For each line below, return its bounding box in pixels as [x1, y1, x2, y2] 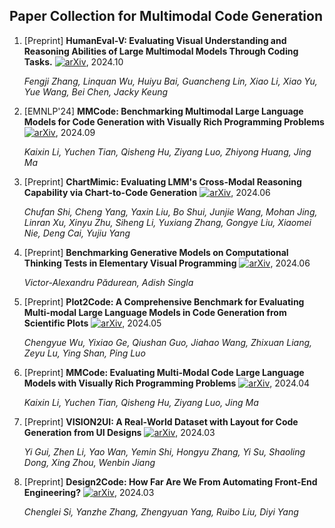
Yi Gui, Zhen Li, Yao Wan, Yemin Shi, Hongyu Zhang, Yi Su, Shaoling [23, 445, 306, 458]
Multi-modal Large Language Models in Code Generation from [23, 306, 287, 318]
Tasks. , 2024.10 [23, 55, 124, 68]
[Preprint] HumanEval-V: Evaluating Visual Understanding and [23, 34, 287, 46]
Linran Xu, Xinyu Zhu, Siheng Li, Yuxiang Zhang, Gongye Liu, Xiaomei [23, 216, 312, 228]
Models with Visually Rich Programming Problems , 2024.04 [23, 377, 311, 389]
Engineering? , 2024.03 [23, 486, 155, 498]
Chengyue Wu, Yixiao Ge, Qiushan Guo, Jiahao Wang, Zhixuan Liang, [23, 336, 313, 348]
